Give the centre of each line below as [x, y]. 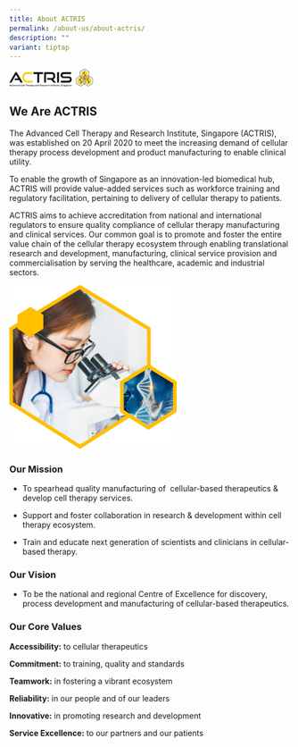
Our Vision [33, 575]
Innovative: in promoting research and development [105, 716]
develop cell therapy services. [78, 498]
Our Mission [36, 469]
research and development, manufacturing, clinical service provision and [143, 253]
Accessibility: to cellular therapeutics [79, 646]
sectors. [25, 272]
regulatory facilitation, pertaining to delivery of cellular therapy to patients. [146, 197]
